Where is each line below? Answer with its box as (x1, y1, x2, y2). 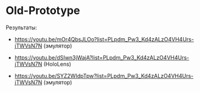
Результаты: (5, 24, 37, 31)
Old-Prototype (5, 4, 80, 18)
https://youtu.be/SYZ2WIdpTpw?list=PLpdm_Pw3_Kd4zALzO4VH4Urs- (14, 72, 194, 79)
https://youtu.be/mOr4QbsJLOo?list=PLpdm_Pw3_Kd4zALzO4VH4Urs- (14, 35, 194, 43)
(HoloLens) (43, 60, 71, 68)
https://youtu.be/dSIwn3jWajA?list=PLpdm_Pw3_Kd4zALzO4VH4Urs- (14, 54, 190, 61)
